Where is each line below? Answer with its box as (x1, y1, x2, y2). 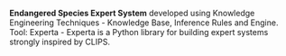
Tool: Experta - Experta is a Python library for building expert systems (9, 27, 269, 37)
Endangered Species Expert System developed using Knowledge (9, 8, 255, 18)
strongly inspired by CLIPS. (9, 36, 111, 47)
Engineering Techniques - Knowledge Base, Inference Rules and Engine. (9, 17, 279, 28)
